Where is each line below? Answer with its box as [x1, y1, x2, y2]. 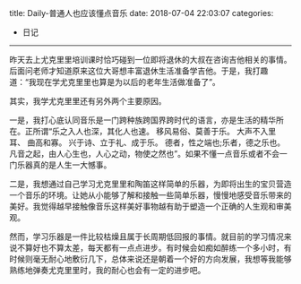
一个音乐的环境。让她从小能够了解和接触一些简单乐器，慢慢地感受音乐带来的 [9, 190, 292, 200]
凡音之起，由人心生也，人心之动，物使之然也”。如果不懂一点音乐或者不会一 [9, 149, 288, 159]
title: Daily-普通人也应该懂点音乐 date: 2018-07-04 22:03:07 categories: [9, 8, 274, 18]
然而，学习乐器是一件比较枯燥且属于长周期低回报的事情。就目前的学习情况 [9, 231, 284, 242]
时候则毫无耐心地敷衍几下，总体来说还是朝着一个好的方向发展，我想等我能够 [9, 254, 292, 264]
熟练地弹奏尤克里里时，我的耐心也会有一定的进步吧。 [9, 265, 206, 275]
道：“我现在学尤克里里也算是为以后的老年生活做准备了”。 [9, 77, 221, 87]
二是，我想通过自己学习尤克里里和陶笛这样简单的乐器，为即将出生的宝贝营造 [9, 178, 292, 189]
